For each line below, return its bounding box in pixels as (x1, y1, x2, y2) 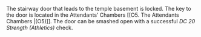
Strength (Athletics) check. (6, 24, 73, 31)
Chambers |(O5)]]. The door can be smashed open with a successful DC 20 (6, 18, 196, 24)
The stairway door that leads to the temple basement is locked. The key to (6, 5, 192, 12)
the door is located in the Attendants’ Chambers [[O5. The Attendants (6, 11, 180, 18)
